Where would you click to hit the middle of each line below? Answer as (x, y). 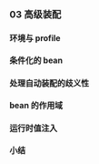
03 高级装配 (35, 14)
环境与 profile (35, 37)
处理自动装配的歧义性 (49, 83)
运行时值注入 (33, 128)
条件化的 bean (36, 60)
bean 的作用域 (36, 106)
